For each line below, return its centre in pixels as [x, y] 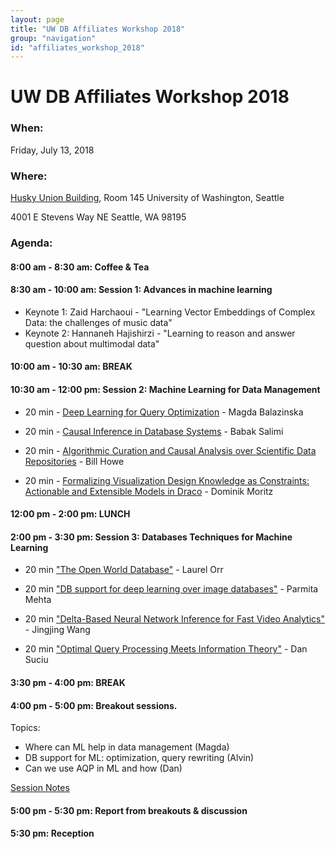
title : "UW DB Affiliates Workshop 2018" [98, 29]
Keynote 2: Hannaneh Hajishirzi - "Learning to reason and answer [160, 333]
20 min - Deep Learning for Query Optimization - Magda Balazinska [164, 412]
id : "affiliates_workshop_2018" [77, 47]
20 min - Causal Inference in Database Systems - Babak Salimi [154, 431]
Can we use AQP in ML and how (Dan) [103, 768]
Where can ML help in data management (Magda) [127, 747]
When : [27, 128]
